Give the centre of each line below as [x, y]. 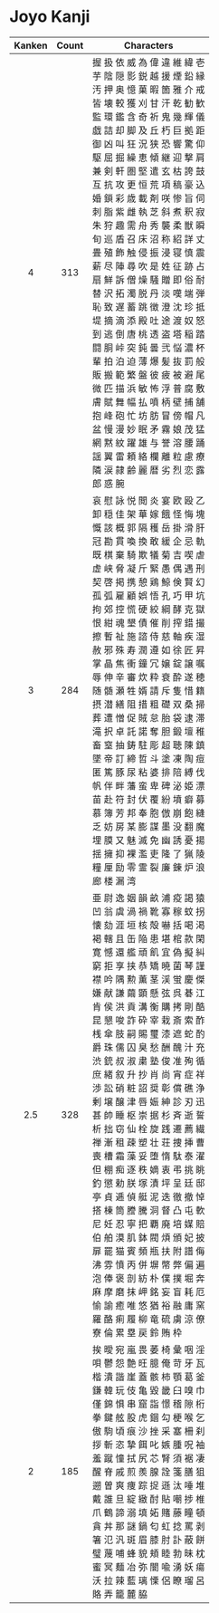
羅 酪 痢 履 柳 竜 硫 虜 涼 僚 [148, 1319]
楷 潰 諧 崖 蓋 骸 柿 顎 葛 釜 [148, 1377]
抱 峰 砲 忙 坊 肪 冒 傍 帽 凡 [148, 416]
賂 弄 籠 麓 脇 [119, 1594]
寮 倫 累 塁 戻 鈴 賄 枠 [137, 1332]
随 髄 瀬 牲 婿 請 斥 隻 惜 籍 [148, 690]
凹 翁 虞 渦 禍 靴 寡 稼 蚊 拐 [148, 911]
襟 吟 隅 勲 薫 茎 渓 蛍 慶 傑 [148, 979]
